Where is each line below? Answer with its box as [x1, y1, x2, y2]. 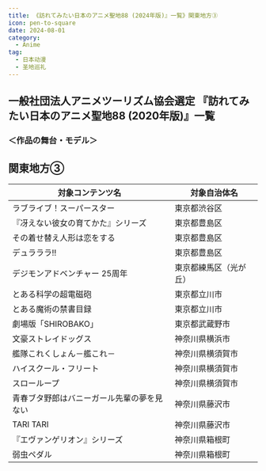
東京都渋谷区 [174, 203, 223, 214]
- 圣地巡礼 [15, 63, 47, 71]
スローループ [12, 378, 60, 389]
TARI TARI [12, 419, 49, 430]
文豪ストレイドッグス [12, 333, 93, 344]
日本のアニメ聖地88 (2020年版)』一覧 [28, 109, 215, 123]
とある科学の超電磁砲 [12, 288, 93, 299]
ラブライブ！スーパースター [12, 203, 116, 214]
